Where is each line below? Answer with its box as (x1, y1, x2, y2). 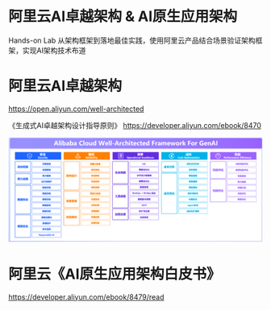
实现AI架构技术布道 (22, 45, 86, 55)
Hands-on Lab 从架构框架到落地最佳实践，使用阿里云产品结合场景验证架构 (8, 35, 256, 45)
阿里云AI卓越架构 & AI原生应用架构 (8, 7, 238, 26)
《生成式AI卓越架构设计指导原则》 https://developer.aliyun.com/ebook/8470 (8, 120, 262, 130)
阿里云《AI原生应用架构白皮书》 (8, 265, 221, 283)
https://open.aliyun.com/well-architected (8, 104, 144, 114)
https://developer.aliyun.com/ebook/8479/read (8, 291, 165, 302)
